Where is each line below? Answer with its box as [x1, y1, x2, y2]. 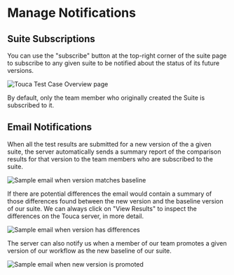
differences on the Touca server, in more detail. [7, 212, 144, 220]
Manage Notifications [7, 5, 137, 21]
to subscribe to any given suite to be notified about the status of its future [7, 59, 220, 67]
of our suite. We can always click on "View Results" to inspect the [7, 204, 198, 213]
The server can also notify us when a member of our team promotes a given [7, 239, 227, 247]
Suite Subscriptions [7, 33, 96, 45]
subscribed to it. [7, 101, 55, 109]
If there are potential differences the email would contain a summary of [7, 189, 212, 198]
